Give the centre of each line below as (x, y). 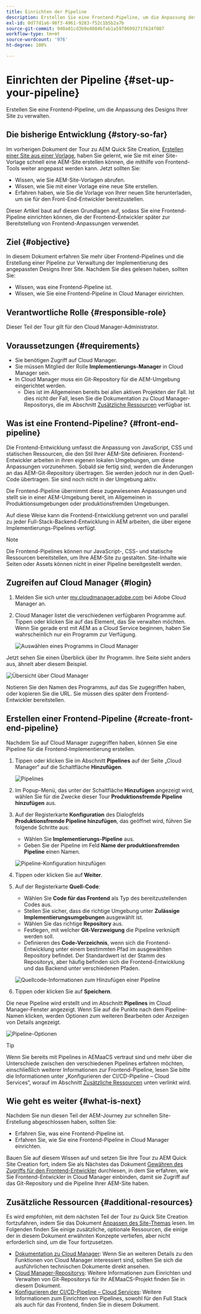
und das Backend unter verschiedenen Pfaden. (82, 968)
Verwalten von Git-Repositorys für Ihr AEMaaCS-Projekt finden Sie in (100, 1279)
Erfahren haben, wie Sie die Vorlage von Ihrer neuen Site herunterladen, (103, 192)
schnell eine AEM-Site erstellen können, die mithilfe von (95, 162)
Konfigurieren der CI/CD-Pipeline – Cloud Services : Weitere (88, 1292)
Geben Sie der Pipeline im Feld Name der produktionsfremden (101, 845)
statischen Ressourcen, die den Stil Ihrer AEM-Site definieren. (82, 454)
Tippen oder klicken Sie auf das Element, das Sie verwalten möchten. (100, 622)
